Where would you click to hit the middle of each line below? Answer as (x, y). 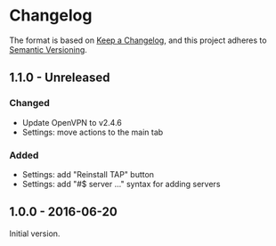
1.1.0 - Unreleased (60, 78)
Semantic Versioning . (48, 49)
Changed (30, 103)
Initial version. (35, 234)
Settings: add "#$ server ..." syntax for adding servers (121, 184)
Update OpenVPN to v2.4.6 (72, 122)
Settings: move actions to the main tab (93, 132)
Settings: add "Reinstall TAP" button (88, 174)
